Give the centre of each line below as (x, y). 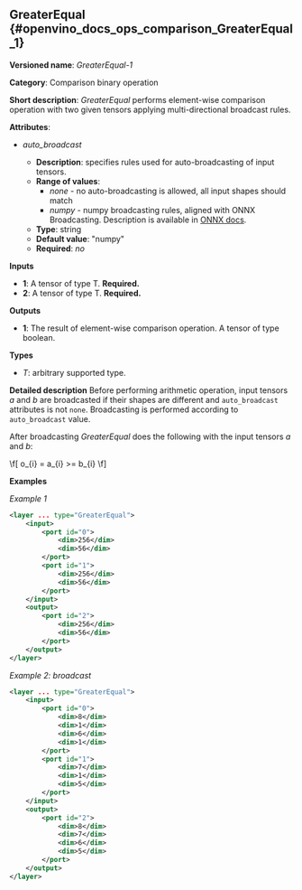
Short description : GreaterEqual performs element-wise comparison (137, 99)
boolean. (39, 337)
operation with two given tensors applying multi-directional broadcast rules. (150, 109)
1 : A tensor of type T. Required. (81, 283)
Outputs (25, 310)
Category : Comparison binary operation (84, 82)
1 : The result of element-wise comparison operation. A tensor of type (151, 328)
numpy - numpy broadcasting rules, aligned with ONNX (152, 210)
